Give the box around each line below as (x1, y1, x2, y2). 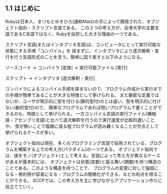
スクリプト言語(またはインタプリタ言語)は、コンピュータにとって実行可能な (5, 41, 161, 47)
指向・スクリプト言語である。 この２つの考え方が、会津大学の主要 (18, 24, 155, 30)
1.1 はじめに (5, 4, 41, 13)
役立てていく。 (5, 184, 36, 190)
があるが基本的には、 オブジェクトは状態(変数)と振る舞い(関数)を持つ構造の (5, 159, 162, 165)
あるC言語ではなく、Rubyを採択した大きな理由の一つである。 (13, 31, 141, 37)
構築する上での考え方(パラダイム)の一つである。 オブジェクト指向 (18, 146, 154, 152)
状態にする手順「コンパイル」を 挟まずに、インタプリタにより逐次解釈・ (5, 47, 155, 53)
